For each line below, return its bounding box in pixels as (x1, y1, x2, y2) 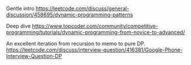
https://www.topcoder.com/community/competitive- (32, 23, 159, 29)
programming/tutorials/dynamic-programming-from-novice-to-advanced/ (6, 29, 185, 36)
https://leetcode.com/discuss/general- (35, 5, 129, 12)
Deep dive (6, 23, 31, 29)
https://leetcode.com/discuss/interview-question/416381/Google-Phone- (6, 46, 183, 53)
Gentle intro (6, 5, 35, 12)
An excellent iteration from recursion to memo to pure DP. (6, 40, 146, 47)
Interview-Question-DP (6, 53, 62, 59)
